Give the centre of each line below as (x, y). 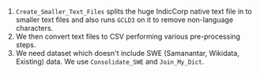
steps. (26, 45)
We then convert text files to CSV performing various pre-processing (128, 36)
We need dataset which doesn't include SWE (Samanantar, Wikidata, (127, 53)
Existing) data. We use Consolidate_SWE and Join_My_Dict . (110, 61)
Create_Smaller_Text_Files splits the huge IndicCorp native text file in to (134, 11)
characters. (34, 28)
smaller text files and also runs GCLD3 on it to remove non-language (124, 20)
